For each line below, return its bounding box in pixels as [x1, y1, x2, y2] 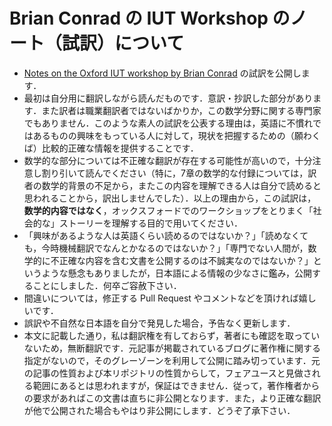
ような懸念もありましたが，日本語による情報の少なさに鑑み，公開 [41, 267, 312, 279]
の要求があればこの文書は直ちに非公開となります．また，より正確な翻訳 [23, 392, 322, 404]
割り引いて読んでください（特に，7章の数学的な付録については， [41, 167, 309, 179]
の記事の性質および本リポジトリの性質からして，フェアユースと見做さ [23, 367, 312, 379]
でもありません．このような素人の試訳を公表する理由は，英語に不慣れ [23, 117, 313, 129]
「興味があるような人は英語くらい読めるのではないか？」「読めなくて [23, 229, 309, 241]
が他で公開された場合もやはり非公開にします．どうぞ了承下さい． [23, 404, 296, 416]
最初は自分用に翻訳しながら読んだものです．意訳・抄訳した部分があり [23, 92, 314, 104]
